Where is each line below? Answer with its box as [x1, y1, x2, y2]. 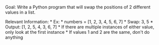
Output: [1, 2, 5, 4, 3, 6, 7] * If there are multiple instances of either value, [5, 24, 155, 30]
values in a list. [5, 9, 36, 15]
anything [5, 34, 23, 40]
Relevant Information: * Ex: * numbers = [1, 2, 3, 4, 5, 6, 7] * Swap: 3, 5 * [5, 19, 153, 24]
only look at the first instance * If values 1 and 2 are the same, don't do [5, 29, 150, 35]
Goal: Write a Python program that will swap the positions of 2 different [5, 4, 151, 10]
